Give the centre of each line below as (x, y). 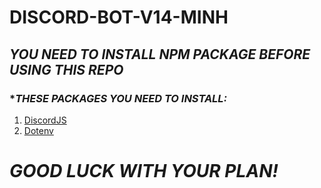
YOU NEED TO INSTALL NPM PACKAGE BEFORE (160, 54)
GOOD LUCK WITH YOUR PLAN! (144, 171)
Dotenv (38, 130)
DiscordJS (45, 120)
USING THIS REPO (66, 69)
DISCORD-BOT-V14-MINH (119, 17)
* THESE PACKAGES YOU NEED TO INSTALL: (118, 98)
